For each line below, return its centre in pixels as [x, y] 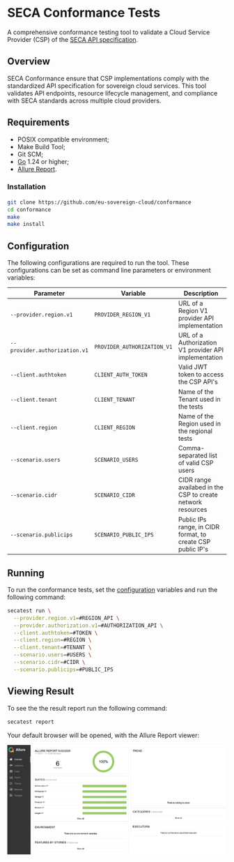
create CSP [195, 541]
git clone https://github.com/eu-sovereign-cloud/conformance [99, 202]
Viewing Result [41, 691]
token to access [201, 375]
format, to [193, 534]
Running [26, 573]
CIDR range [195, 480]
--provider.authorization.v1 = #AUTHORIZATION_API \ [88, 626]
